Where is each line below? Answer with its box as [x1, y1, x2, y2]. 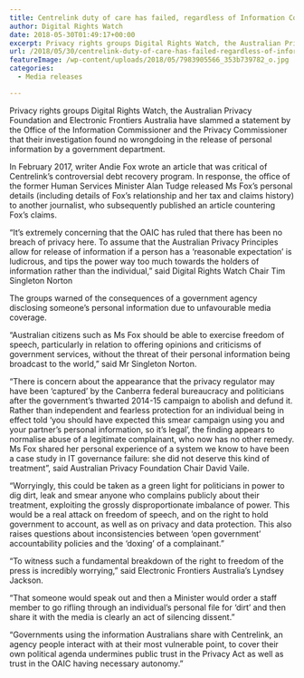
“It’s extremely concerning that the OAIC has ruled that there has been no [9, 227, 283, 237]
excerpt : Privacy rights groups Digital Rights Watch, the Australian [9, 38, 281, 48]
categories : [9, 64, 54, 73]
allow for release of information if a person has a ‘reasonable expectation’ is [9, 246, 292, 257]
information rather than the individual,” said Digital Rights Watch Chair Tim [9, 265, 286, 276]
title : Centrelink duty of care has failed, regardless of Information [9, 13, 285, 23]
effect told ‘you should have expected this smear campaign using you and [9, 414, 285, 425]
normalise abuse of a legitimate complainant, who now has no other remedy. [9, 433, 295, 444]
